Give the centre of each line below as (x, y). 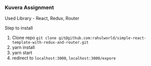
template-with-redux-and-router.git (50, 42)
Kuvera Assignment (29, 7)
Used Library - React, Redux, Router (42, 18)
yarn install (23, 47)
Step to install (19, 28)
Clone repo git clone (34, 38)
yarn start (22, 53)
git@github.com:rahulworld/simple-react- (102, 38)
